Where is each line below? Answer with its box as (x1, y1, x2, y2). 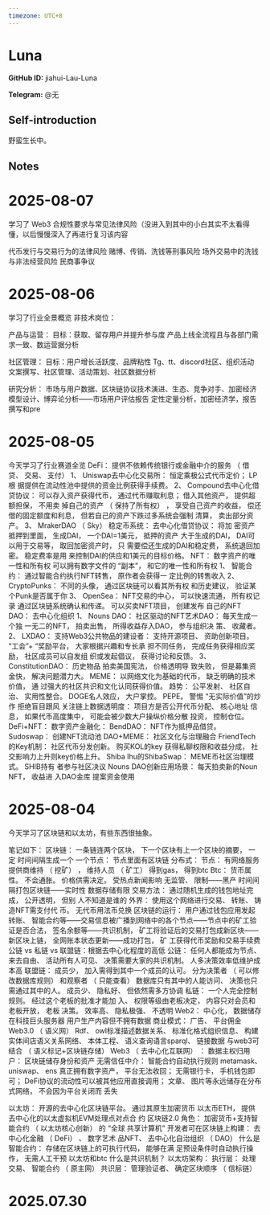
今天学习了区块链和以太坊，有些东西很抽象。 (8, 828, 157, 837)
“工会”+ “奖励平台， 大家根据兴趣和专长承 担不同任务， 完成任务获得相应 (8, 640, 248, 651)
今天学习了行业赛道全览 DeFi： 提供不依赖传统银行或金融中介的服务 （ (8, 460, 241, 470)
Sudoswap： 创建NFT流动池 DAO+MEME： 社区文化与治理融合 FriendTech (8, 731, 256, 741)
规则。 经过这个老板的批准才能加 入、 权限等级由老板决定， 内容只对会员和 (8, 996, 256, 1005)
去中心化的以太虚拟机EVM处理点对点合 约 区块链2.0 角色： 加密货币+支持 (8, 1113, 252, 1123)
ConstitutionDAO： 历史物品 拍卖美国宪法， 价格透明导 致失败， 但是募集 (8, 661, 249, 671)
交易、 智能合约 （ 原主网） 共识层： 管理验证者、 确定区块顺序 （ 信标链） (8, 1163, 257, 1173)
